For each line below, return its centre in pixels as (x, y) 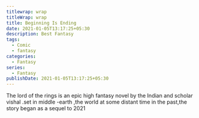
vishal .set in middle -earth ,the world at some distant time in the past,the (97, 102)
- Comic (21, 46)
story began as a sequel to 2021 (46, 108)
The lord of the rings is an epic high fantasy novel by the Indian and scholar (100, 96)
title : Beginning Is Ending (41, 23)
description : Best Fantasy (40, 34)
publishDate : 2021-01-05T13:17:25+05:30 (58, 78)
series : (16, 67)
